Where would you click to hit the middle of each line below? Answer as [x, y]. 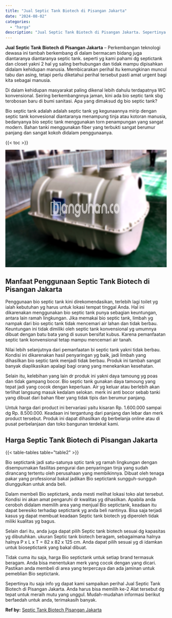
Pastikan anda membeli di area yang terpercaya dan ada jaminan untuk [80, 568]
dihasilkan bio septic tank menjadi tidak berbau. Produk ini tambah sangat [83, 360]
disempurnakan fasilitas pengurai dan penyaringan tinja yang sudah [77, 468]
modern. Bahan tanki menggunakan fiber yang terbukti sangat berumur [80, 127]
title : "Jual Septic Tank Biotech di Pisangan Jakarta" [66, 11]
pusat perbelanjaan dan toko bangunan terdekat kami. [62, 424]
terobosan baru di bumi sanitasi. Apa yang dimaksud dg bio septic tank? [81, 101]
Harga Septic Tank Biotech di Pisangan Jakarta [81, 440]
